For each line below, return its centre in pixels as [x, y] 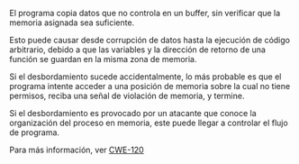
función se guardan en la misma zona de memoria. [103, 59]
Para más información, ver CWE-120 [77, 150]
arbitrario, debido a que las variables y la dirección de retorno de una [137, 50]
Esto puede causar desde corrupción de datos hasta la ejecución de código [150, 40]
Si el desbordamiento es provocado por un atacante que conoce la [133, 113]
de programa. [35, 132]
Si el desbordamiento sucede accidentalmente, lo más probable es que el [145, 77]
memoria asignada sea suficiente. [72, 23]
